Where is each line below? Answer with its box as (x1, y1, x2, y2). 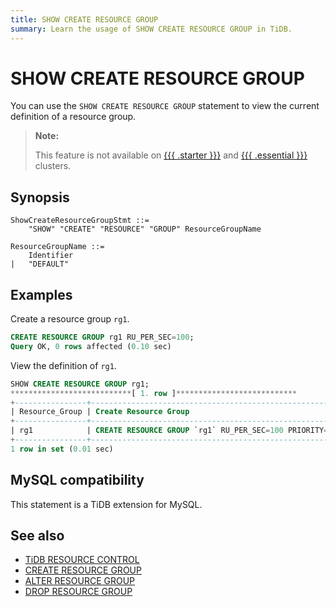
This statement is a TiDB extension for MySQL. (10, 498, 203, 510)
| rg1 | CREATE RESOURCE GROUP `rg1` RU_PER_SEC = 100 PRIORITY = (10, 426, 329, 436)
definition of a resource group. (10, 111, 137, 123)
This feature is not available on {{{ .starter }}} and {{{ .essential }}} (34, 149, 308, 161)
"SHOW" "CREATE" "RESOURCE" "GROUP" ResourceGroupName (28, 224, 262, 235)
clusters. (34, 160, 72, 172)
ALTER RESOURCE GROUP (24, 575, 136, 587)
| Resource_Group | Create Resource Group (10, 407, 190, 417)
